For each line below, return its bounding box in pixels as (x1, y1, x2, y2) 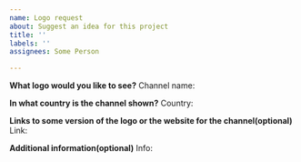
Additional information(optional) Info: (9, 143, 153, 154)
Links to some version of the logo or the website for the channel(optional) (9, 116, 293, 127)
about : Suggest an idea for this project (9, 22, 169, 31)
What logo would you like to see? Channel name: (9, 80, 196, 91)
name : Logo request (9, 13, 84, 23)
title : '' (9, 30, 47, 39)
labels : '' (9, 38, 51, 48)
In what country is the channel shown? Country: (9, 97, 194, 109)
